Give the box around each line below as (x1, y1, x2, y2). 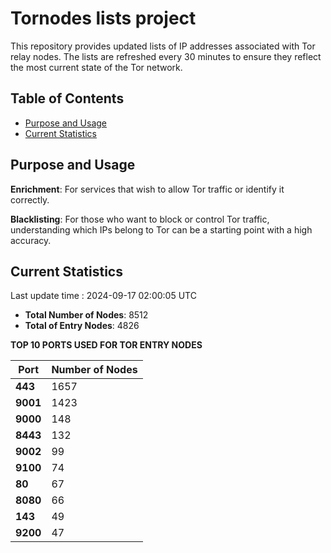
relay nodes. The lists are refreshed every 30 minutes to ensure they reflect (10, 50, 322, 62)
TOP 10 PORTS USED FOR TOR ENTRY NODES (10, 339, 203, 351)
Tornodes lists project (10, 7, 197, 30)
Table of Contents (10, 90, 125, 107)
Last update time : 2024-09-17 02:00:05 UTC (10, 290, 197, 302)
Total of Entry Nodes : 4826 (24, 320, 140, 332)
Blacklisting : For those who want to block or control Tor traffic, (10, 213, 270, 225)
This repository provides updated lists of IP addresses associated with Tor (10, 40, 316, 52)
